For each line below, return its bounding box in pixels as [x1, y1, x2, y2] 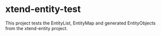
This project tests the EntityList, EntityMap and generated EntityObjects [5, 20, 156, 26]
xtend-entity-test [5, 3, 81, 15]
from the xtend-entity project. [5, 25, 68, 31]
